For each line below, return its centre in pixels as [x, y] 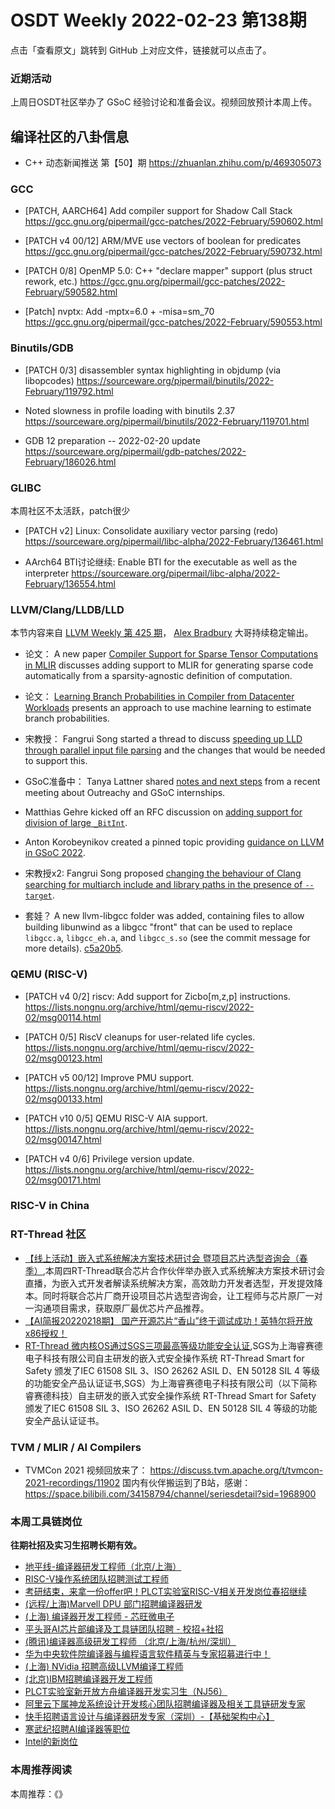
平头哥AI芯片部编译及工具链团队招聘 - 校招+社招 [124, 1629]
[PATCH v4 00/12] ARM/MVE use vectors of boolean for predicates [163, 241]
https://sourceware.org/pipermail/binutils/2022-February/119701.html [167, 421]
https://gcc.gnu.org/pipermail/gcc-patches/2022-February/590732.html [173, 252]
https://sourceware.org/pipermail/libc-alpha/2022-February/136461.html [174, 541]
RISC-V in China [50, 1206]
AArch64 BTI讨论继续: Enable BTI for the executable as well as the [161, 562]
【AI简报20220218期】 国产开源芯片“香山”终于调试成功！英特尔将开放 [168, 1320]
